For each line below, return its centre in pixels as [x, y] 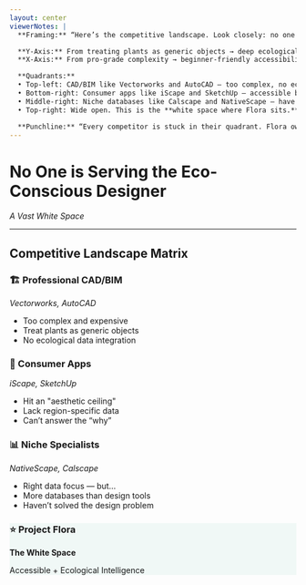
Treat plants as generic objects [81, 330]
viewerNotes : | [38, 26]
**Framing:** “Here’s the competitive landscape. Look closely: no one [157, 35]
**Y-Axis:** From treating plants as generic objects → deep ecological [158, 51]
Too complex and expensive [76, 321]
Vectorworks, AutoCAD [53, 303]
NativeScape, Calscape [54, 468]
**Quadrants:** [46, 77]
